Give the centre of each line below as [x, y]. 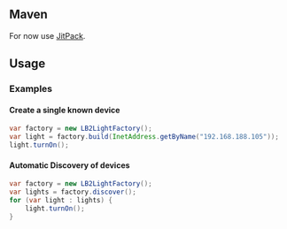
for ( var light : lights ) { [61, 200]
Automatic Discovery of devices [70, 165]
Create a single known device [65, 110]
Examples [31, 89]
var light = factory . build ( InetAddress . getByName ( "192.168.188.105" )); [144, 137]
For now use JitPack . [47, 35]
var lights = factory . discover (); [73, 192]
